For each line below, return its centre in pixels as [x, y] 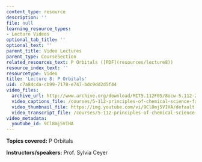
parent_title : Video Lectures [44, 51]
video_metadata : [26, 118]
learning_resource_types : [38, 29]
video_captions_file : [39, 101]
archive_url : [28, 96]
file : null [20, 23]
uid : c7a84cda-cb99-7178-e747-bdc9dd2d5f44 [62, 85]
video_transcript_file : [41, 113]
